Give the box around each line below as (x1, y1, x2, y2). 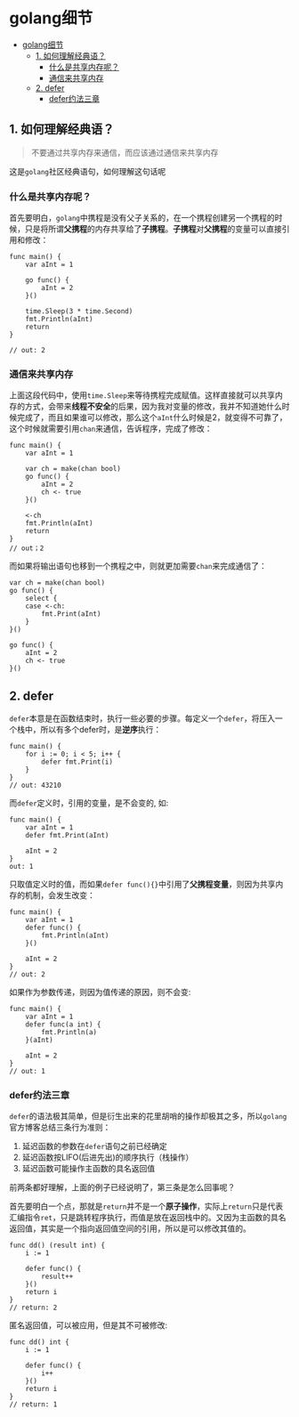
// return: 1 (9, 1400, 58, 1409)
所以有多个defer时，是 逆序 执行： (39, 725, 162, 735)
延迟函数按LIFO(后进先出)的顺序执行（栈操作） (21, 1152, 194, 1162)
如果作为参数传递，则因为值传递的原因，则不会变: (9, 987, 191, 998)
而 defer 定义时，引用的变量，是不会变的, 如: (9, 798, 169, 808)
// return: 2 (9, 1303, 58, 1313)
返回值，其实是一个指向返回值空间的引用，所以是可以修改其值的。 (9, 1223, 251, 1234)
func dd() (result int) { (9, 1241, 105, 1251)
